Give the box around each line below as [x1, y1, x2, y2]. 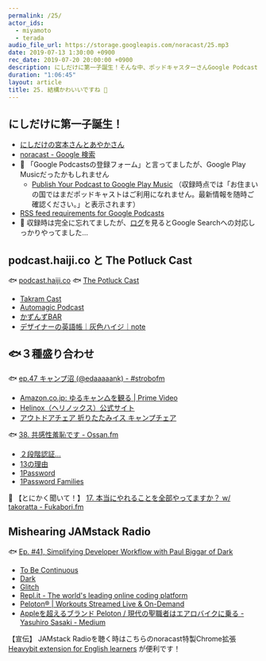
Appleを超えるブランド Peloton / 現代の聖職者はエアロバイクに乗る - [19, 608, 245, 618]
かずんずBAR [19, 312, 62, 321]
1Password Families [19, 476, 84, 486]
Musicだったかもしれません [19, 170, 110, 179]
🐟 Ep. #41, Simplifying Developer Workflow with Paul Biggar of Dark [8, 546, 233, 556]
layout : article [8, 78, 62, 86]
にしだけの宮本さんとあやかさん [19, 140, 125, 150]
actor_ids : [8, 19, 44, 27]
